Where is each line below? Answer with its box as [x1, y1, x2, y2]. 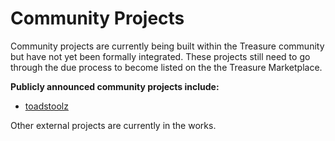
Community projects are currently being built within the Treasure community [10, 40, 325, 52]
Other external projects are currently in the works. [10, 119, 217, 131]
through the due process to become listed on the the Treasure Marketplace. [10, 61, 323, 73]
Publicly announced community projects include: [10, 80, 220, 92]
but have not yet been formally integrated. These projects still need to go [10, 50, 311, 62]
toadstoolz [24, 100, 69, 112]
